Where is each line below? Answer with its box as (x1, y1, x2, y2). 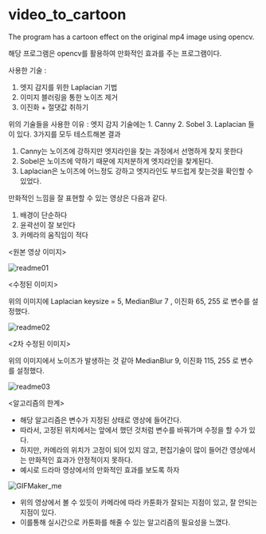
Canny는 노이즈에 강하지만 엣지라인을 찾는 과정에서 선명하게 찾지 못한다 (19, 146, 244, 156)
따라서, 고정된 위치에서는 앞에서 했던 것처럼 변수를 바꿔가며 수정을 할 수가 (19, 425, 248, 434)
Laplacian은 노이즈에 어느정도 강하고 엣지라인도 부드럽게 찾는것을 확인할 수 (19, 166, 253, 176)
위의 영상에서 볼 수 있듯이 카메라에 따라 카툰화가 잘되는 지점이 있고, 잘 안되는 (19, 497, 258, 507)
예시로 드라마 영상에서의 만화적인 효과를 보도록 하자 (19, 465, 180, 474)
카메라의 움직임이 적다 (19, 230, 89, 239)
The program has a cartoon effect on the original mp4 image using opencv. (8, 32, 255, 42)
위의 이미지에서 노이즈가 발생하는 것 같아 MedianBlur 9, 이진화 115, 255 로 (8, 355, 239, 365)
